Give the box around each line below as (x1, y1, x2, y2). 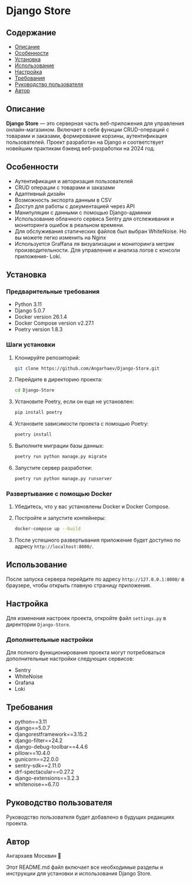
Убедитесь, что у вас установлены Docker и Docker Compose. (14, 503, 170, 510)
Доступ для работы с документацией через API (14, 202, 135, 210)
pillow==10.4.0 (14, 749, 50, 756)
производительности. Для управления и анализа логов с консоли (14, 246, 180, 253)
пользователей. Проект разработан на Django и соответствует (6, 139, 164, 146)
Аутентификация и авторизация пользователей (14, 177, 133, 184)
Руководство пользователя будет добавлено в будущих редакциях (6, 813, 175, 821)
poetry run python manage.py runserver (14, 476, 113, 482)
